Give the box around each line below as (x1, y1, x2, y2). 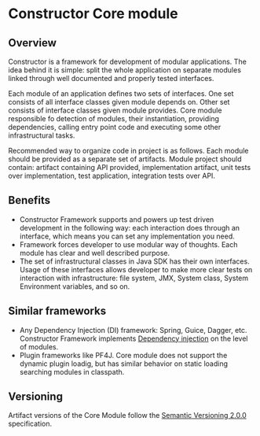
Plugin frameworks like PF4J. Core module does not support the (19, 350, 228, 360)
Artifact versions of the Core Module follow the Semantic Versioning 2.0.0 (8, 411, 247, 420)
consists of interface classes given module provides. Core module (8, 105, 222, 115)
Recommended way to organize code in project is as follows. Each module (8, 146, 249, 155)
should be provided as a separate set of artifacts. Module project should (8, 154, 242, 164)
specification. (8, 419, 53, 429)
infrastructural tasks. (8, 131, 75, 140)
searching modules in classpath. (19, 367, 125, 376)
